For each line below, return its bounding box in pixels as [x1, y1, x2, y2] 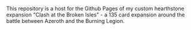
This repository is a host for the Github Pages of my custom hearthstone [6, 5, 184, 12]
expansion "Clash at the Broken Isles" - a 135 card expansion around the [6, 11, 185, 18]
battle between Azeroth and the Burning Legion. [6, 18, 125, 24]
